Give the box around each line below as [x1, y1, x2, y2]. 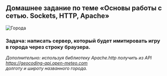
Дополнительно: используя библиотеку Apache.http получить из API [5, 55, 152, 61]
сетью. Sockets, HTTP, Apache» [5, 12, 110, 20]
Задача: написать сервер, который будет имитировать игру [5, 37, 161, 44]
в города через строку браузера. [5, 43, 91, 50]
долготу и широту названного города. [5, 66, 88, 72]
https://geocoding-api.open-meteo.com [5, 60, 88, 66]
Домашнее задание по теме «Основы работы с [5, 4, 162, 12]
